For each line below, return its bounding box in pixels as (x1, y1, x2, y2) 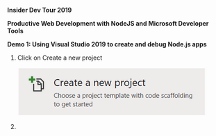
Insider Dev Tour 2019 (7, 6, 72, 14)
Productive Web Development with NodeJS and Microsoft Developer (7, 19, 209, 27)
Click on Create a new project (17, 53, 103, 62)
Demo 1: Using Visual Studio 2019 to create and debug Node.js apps (7, 40, 207, 48)
